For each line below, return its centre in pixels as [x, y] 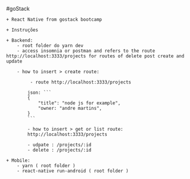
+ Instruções [22, 30]
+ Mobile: [18, 161]
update [14, 61]
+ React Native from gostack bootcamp [54, 20]
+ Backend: [20, 41]
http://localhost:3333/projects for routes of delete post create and [95, 56]
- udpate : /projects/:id [60, 145]
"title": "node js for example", [79, 103]
